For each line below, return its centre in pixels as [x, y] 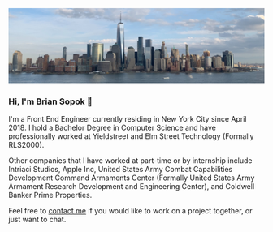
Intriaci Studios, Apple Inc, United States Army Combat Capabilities [121, 169]
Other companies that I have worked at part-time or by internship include [130, 160]
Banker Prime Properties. [50, 195]
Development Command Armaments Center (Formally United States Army [132, 178]
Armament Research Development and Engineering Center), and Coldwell [132, 186]
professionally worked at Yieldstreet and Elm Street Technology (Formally [131, 136]
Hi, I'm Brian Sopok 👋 [51, 101]
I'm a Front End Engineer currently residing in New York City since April [128, 118]
